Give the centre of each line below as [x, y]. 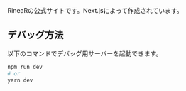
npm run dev [25, 67]
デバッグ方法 [35, 35]
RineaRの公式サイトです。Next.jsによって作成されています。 [95, 10]
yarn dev [20, 80]
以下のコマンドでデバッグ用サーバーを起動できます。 [85, 53]
